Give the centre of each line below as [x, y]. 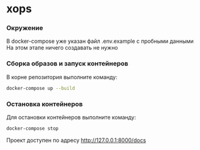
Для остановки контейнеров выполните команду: [71, 117]
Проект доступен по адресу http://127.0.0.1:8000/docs [76, 140]
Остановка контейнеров [45, 104]
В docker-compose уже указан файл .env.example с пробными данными [100, 41]
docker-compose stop [33, 128]
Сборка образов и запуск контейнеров [67, 64]
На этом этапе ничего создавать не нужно [62, 48]
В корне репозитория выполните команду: [62, 77]
